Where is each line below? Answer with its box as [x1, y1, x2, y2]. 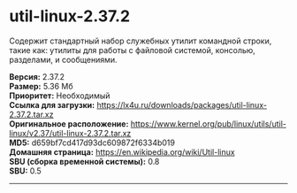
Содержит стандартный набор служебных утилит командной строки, [9, 35, 272, 46]
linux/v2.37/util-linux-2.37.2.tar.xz [9, 127, 132, 138]
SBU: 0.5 [9, 166, 42, 176]
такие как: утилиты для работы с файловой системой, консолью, [9, 44, 256, 55]
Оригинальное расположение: [9, 118, 129, 129]
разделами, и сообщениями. [9, 54, 118, 65]
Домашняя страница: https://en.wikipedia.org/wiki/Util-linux [9, 146, 236, 157]
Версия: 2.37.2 [9, 71, 65, 81]
